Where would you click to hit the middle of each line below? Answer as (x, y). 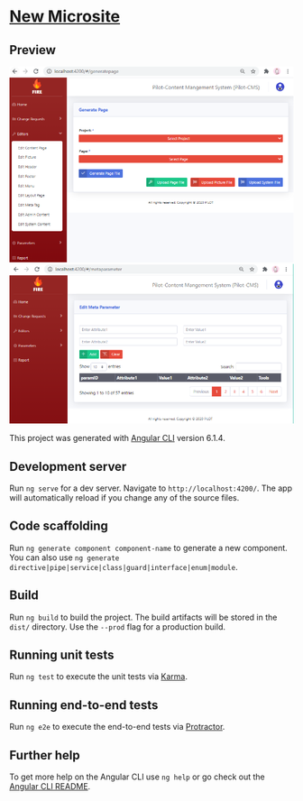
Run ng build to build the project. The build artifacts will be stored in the (143, 617)
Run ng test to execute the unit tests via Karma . (98, 677)
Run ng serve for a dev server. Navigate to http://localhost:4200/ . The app (151, 488)
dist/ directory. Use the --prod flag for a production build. (117, 626)
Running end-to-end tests (84, 705)
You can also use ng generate (64, 557)
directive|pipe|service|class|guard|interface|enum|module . (124, 566)
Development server (68, 466)
